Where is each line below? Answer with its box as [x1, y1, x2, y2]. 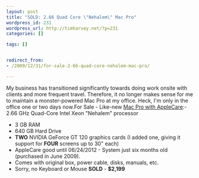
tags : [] [6, 42, 28, 47]
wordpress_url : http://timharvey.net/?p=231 [6, 25, 118, 31]
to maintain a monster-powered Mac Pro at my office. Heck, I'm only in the [6, 97, 188, 104]
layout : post [6, 8, 39, 15]
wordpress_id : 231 [6, 20, 52, 26]
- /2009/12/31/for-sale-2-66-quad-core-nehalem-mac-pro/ [6, 63, 150, 69]
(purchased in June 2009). [14, 152, 81, 160]
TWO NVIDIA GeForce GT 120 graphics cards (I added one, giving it [14, 133, 181, 141]
